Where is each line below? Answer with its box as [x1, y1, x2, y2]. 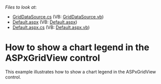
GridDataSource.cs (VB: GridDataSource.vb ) [12, 14, 104, 19]
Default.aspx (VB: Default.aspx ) [12, 19, 77, 25]
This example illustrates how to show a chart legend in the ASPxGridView [5, 69, 156, 75]
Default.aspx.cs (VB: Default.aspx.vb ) [12, 24, 90, 30]
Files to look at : [5, 4, 37, 10]
